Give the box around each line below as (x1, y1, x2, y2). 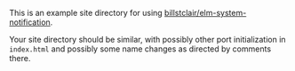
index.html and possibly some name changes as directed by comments (9, 43, 272, 54)
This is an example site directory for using (9, 8, 163, 18)
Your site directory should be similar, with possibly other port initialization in (9, 35, 286, 44)
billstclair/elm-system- (163, 8, 247, 18)
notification (9, 17, 51, 28)
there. (9, 53, 31, 63)
